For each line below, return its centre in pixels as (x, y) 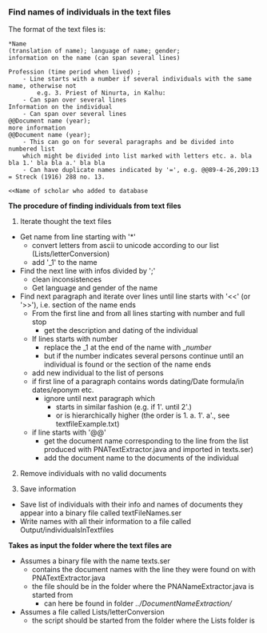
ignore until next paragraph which (100, 399)
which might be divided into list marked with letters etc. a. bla (137, 156)
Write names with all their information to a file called (106, 522)
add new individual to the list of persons (98, 373)
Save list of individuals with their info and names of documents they (132, 505)
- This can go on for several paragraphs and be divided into (128, 142)
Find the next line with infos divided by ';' (88, 271)
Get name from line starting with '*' (78, 237)
